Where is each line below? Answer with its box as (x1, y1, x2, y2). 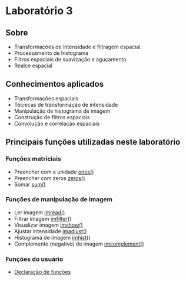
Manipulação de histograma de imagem (14, 107, 110, 115)
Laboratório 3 (5, 4, 73, 18)
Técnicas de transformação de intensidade (14, 101, 118, 108)
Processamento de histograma (14, 50, 89, 57)
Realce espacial (14, 62, 53, 69)
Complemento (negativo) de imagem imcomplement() (14, 240, 145, 247)
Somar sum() (14, 181, 46, 188)
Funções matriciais (5, 155, 61, 163)
